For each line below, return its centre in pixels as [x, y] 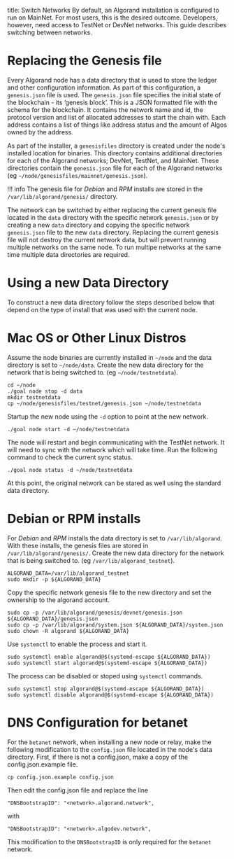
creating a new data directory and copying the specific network [98, 225]
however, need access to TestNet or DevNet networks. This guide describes [117, 25]
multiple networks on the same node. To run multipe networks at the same [114, 247]
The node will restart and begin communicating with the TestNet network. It [116, 442]
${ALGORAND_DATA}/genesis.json [53, 619]
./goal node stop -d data [45, 391]
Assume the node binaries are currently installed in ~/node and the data [109, 357]
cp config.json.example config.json [60, 777]
